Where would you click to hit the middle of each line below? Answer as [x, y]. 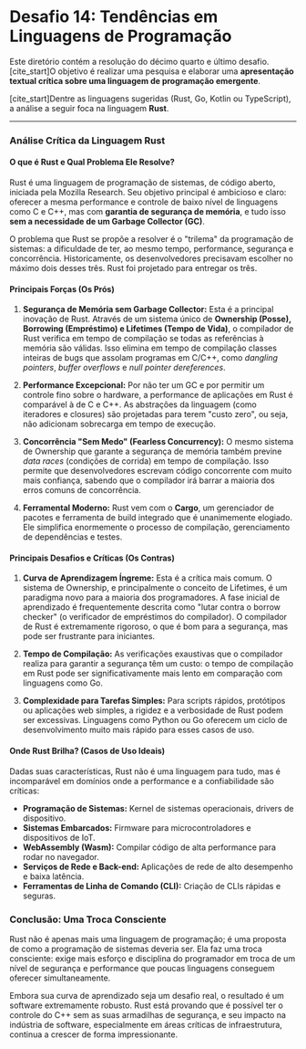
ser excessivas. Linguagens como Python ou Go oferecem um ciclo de [155, 720]
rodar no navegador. [61, 856]
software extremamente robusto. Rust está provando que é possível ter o [147, 1005]
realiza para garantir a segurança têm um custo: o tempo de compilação [158, 664]
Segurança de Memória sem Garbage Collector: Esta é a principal [148, 309]
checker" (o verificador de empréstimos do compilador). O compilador [155, 617]
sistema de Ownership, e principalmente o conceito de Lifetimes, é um [155, 588]
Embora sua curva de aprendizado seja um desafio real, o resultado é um [147, 995]
